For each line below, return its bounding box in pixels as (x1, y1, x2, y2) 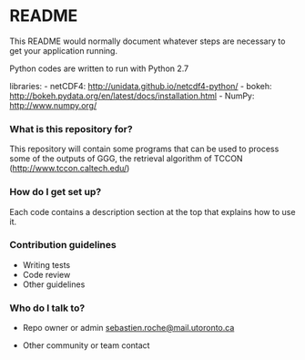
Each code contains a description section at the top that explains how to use (9, 206, 296, 217)
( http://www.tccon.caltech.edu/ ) (9, 163, 130, 174)
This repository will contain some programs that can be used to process (9, 143, 280, 155)
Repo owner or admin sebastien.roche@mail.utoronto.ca (22, 323, 235, 334)
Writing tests (22, 259, 71, 270)
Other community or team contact (22, 340, 150, 351)
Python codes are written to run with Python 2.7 (9, 63, 189, 74)
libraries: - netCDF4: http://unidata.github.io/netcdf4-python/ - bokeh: (9, 80, 272, 91)
